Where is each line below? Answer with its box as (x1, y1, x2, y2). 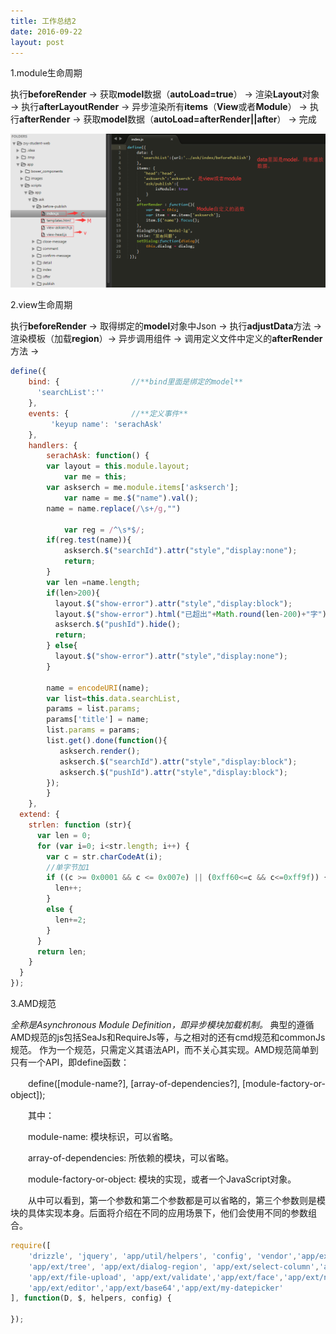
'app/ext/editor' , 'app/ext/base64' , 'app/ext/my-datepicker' (28, 1283, 284, 1293)
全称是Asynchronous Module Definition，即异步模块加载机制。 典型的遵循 (10, 1019, 315, 1031)
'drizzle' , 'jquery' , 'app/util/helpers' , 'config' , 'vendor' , (28, 1251, 298, 1261)
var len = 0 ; (36, 830, 92, 840)
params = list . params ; (46, 704, 141, 714)
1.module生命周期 (10, 67, 83, 79)
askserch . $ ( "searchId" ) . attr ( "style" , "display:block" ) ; (59, 756, 298, 767)
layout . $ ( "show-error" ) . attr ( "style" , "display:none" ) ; (54, 651, 288, 662)
